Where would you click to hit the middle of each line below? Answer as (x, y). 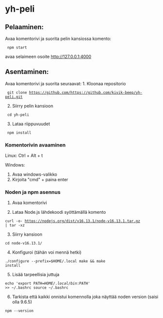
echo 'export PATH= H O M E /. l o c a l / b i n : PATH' (48, 283)
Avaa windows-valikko (35, 174)
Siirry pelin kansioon (33, 106)
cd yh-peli (18, 115)
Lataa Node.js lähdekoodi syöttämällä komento (59, 212)
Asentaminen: (27, 72)
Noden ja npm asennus (33, 192)
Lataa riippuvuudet (31, 124)
